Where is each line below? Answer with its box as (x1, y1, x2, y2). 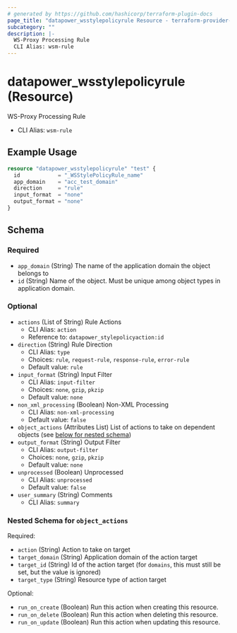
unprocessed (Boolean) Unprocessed (17, 468, 123, 476)
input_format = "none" (13, 192, 83, 199)
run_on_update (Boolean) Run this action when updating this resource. (17, 618, 221, 627)
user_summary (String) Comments (17, 490, 113, 499)
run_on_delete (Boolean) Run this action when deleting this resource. (17, 610, 219, 619)
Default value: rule (28, 362, 83, 371)
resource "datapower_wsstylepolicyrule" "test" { (7, 165, 157, 172)
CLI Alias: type (28, 347, 71, 356)
